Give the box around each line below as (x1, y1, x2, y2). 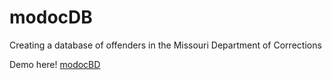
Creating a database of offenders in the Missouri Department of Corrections (9, 39, 322, 51)
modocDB (9, 6, 93, 29)
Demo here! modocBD (9, 58, 101, 70)
